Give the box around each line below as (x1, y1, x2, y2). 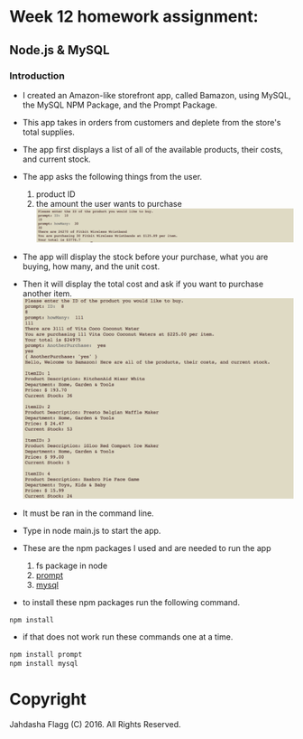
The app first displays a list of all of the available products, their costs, (22, 144, 284, 154)
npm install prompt (9, 650, 83, 659)
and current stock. (22, 154, 92, 164)
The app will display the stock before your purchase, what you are (22, 251, 269, 262)
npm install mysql (9, 659, 78, 668)
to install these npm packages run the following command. (22, 596, 241, 607)
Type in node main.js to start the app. (22, 525, 161, 536)
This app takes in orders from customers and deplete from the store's (22, 117, 281, 127)
